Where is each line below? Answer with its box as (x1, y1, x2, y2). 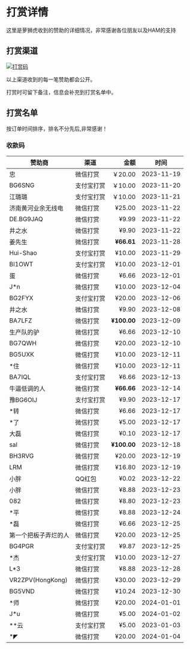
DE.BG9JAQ (9, 215, 43, 223)
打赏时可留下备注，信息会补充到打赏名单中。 (6, 88, 117, 96)
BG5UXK (9, 350, 35, 358)
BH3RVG (9, 452, 34, 460)
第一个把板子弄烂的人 (9, 531, 70, 539)
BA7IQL (9, 372, 31, 381)
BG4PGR (9, 542, 34, 550)
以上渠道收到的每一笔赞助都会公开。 (6, 76, 96, 83)
